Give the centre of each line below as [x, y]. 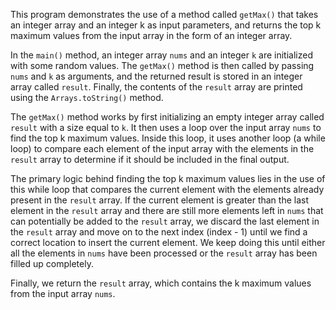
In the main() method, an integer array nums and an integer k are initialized [161, 55]
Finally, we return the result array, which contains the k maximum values [161, 283]
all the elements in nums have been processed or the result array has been [164, 253]
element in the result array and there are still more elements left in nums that [167, 210]
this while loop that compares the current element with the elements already [167, 189]
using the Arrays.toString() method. [87, 97]
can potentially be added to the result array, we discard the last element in [165, 221]
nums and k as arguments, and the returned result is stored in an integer [156, 76]
